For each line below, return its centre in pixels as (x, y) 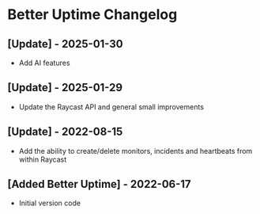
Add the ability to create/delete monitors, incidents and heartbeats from (136, 151)
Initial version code (49, 203)
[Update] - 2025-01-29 (65, 88)
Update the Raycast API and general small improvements (111, 107)
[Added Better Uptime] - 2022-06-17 (99, 184)
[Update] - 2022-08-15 (65, 132)
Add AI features (44, 63)
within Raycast (43, 159)
